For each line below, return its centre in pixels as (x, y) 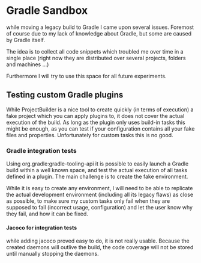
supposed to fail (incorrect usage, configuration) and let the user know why (100, 208)
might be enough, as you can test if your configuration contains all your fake (100, 128)
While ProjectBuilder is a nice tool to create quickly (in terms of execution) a (100, 110)
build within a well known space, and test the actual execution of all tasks (97, 170)
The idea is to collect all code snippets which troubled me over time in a (95, 51)
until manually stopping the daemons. (52, 254)
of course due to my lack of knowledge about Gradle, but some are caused (99, 33)
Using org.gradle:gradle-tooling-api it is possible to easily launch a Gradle (97, 164)
